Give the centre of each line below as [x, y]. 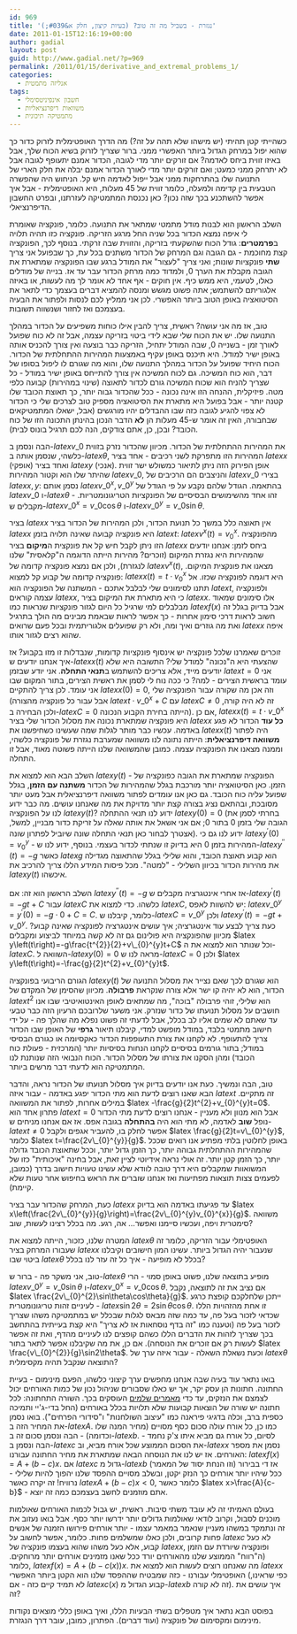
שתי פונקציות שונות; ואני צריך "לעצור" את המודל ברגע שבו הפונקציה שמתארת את [145, 262]
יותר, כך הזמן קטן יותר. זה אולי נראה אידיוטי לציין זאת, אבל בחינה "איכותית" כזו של [145, 1159]
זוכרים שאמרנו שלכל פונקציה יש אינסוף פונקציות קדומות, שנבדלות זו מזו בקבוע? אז [145, 652]
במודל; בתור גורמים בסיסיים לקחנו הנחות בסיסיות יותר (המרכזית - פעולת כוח [137, 1047]
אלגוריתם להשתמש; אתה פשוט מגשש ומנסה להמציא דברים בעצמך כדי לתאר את [143, 290]
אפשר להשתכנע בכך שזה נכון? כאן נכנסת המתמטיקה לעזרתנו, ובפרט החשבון [137, 198]
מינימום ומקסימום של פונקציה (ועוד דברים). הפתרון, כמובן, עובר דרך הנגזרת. [135, 1621]
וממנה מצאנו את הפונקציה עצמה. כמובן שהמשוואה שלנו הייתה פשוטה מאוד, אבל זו [146, 749]
